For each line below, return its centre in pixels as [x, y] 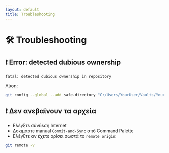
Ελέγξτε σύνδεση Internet [39, 126]
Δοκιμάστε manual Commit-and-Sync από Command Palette [73, 131]
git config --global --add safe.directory [50, 95]
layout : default [22, 10]
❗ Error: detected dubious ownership [63, 63]
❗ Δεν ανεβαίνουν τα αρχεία [51, 111]
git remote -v [20, 145]
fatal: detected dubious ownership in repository [58, 76]
